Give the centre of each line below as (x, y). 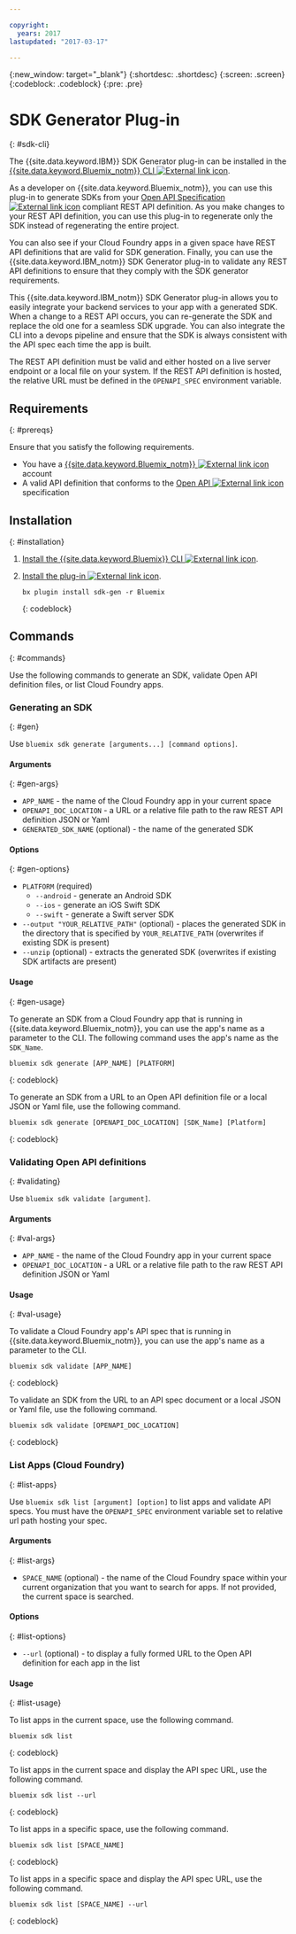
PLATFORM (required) (57, 886)
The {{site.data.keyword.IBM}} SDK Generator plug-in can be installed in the (148, 161)
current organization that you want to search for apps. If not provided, (149, 1587)
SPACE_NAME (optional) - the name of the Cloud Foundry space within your (154, 1577)
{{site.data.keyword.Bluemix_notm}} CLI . (120, 171)
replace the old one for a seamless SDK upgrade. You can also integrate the (147, 326)
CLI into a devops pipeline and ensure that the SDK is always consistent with (148, 335)
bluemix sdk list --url (53, 1796)
